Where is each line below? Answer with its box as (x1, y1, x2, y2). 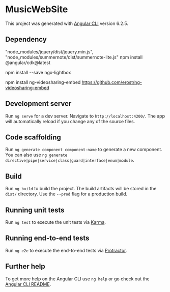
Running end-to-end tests (5, 234, 90, 243)
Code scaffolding (5, 133, 61, 141)
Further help (5, 262, 46, 271)
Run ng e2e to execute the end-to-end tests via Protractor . (5, 247, 127, 253)
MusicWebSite (5, 4, 68, 15)
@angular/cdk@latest (5, 60, 51, 66)
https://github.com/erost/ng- (81, 79, 143, 85)
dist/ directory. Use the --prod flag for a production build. (5, 191, 127, 197)
